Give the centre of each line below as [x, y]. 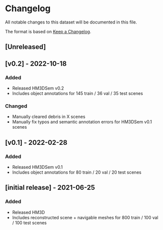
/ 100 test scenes [29, 223]
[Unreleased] [26, 47]
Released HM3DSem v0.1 [37, 167]
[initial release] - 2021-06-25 [50, 188]
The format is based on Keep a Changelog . [48, 31]
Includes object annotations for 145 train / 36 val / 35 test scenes [77, 93]
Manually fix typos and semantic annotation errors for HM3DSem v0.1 [82, 122]
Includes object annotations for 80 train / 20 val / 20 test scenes [77, 172]
